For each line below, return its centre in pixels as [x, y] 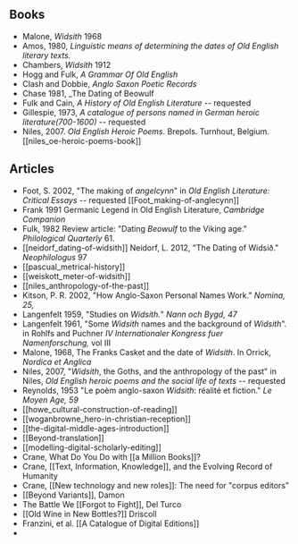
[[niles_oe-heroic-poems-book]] [82, 140]
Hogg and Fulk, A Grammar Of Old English [100, 74]
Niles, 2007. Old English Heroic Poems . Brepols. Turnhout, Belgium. [146, 131]
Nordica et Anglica [57, 361]
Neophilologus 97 [54, 257]
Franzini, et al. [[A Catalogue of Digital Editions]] [111, 523]
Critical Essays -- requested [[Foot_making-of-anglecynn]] [130, 200]
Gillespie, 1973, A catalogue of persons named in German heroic [141, 112]
